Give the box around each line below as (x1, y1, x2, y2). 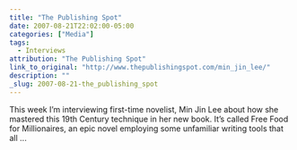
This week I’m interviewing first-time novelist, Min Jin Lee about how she (9, 104, 279, 114)
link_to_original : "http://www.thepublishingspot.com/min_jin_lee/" (9, 63, 271, 72)
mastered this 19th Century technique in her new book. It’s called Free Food (9, 113, 289, 124)
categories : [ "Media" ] (9, 29, 94, 38)
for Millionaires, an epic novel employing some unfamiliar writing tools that (9, 122, 284, 134)
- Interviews (17, 46, 66, 55)
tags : (9, 37, 30, 47)
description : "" (9, 71, 70, 80)
